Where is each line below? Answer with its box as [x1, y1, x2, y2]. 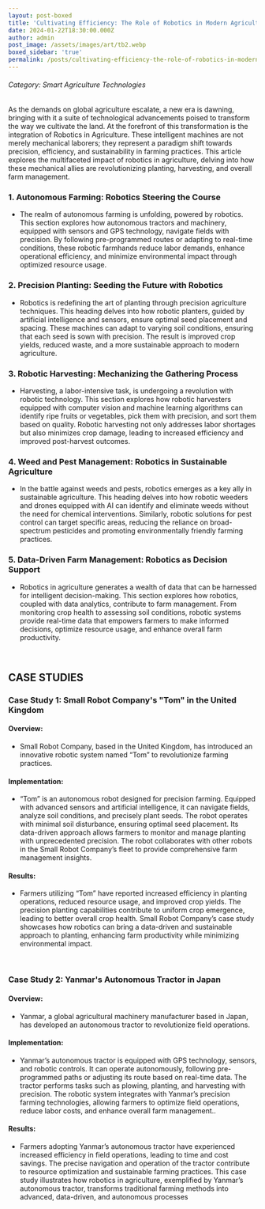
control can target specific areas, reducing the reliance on [19, 517, 209, 527]
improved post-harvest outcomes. [19, 436, 131, 445]
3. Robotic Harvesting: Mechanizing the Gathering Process [8, 368, 239, 379]
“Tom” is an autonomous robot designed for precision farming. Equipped [19, 794, 256, 804]
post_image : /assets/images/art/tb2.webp [8, 41, 147, 49]
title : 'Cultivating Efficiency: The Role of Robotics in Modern [8, 19, 227, 27]
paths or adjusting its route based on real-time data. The [63, 1072, 247, 1082]
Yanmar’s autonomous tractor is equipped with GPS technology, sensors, [19, 1056, 257, 1065]
